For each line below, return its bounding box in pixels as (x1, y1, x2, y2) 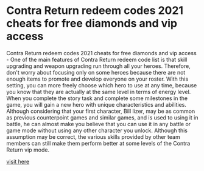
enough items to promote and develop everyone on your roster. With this (6, 75, 189, 82)
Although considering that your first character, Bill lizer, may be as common (6, 107, 195, 115)
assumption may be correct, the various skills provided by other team (6, 133, 181, 140)
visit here (6, 158, 30, 165)
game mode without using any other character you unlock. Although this (6, 127, 188, 134)
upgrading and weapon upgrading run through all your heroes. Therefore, (6, 62, 191, 70)
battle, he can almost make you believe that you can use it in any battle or (6, 120, 191, 127)
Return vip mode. (6, 146, 50, 153)
